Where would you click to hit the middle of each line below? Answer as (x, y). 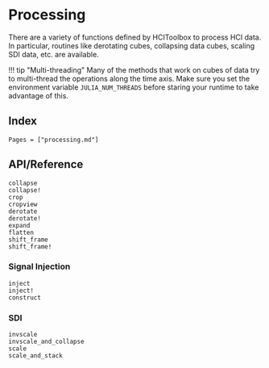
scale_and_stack (35, 356)
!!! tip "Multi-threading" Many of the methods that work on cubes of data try (134, 69)
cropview (23, 204)
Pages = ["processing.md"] (54, 140)
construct (25, 297)
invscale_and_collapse (46, 342)
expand (19, 225)
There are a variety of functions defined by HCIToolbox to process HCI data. (135, 37)
